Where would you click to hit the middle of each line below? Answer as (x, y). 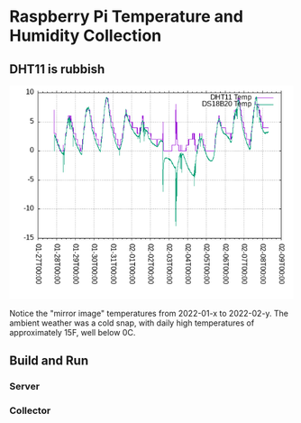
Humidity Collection (86, 36)
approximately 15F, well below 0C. (73, 332)
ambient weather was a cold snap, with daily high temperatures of (132, 323)
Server (25, 387)
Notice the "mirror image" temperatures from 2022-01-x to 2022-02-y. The (149, 313)
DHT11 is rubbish (57, 69)
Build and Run (49, 361)
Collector (30, 410)
